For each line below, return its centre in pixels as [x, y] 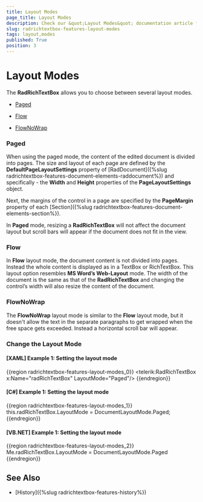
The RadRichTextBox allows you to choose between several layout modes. [99, 92]
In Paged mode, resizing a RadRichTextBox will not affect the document [96, 226]
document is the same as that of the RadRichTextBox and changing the [95, 280]
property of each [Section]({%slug [49, 207]
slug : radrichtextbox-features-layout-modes [63, 29]
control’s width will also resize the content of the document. [81, 286]
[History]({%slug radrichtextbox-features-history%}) [81, 492]
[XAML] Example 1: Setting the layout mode [62, 358]
